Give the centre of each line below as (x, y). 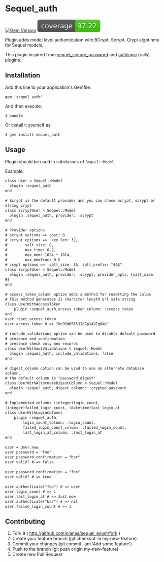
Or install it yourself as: (28, 125)
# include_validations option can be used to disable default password (80, 334)
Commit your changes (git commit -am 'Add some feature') (72, 544)
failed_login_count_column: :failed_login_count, (75, 427)
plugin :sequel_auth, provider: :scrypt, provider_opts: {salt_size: (82, 274)
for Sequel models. (24, 45)
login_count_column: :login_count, (59, 422)
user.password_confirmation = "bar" (43, 457)
